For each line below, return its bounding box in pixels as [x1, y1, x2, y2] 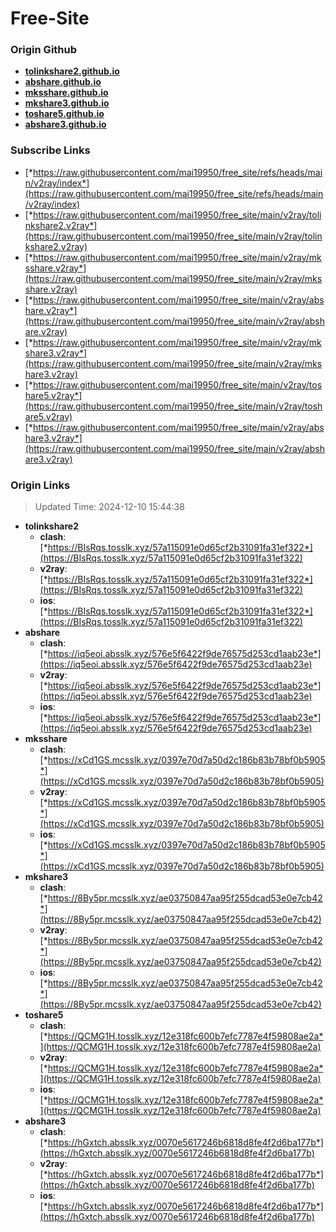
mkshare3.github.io [24, 97, 110, 109]
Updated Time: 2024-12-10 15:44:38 [34, 501, 185, 513]
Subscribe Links [10, 143, 91, 157]
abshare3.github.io [24, 118, 107, 131]
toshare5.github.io [24, 108, 105, 120]
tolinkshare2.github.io [24, 65, 120, 77]
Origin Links [10, 478, 71, 492]
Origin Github [10, 43, 78, 57]
